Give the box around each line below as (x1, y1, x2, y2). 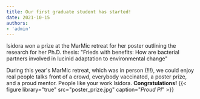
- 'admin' (6, 25, 32, 32)
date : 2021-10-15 (6, 14, 50, 21)
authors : (6, 20, 28, 26)
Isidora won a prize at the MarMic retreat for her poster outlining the (6, 42, 176, 49)
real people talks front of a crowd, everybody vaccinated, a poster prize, (6, 73, 187, 80)
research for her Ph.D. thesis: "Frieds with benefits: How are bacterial (6, 49, 180, 56)
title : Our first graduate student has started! (6, 8, 132, 15)
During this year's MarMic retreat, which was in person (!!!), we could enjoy (6, 67, 195, 74)
